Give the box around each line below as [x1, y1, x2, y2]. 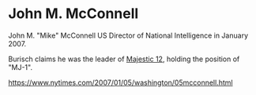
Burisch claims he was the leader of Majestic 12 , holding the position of [8, 54, 240, 64]
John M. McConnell [8, 5, 139, 23]
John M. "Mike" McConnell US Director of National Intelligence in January [8, 31, 249, 40]
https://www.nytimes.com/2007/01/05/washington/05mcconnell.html [8, 78, 233, 87]
